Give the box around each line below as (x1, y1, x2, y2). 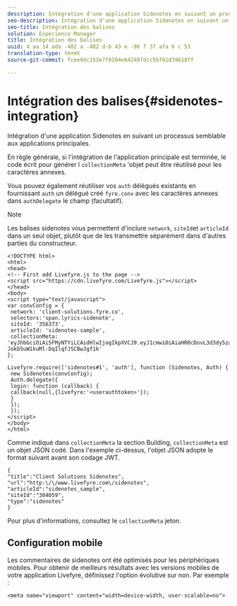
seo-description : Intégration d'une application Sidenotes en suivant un (7, 17, 229, 24)
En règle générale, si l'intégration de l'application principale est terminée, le (7, 153, 227, 161)
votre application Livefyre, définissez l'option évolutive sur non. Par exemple (7, 571, 229, 579)
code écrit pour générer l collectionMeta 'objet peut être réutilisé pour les (7, 160, 222, 168)
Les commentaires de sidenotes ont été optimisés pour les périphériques (7, 556, 220, 564)
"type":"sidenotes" (7, 498, 65, 505)
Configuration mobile (7, 537, 103, 549)
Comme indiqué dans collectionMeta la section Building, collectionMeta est (7, 438, 229, 446)
